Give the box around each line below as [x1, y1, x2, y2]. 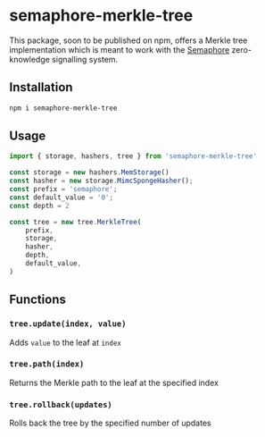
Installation [9, 80, 73, 95]
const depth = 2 [9, 201, 70, 210]
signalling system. [52, 54, 119, 64]
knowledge [9, 54, 51, 64]
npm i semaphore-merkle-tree [9, 104, 118, 113]
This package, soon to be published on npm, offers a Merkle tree [9, 35, 248, 46]
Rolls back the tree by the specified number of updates [9, 417, 211, 429]
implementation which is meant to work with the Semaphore [9, 44, 230, 55]
